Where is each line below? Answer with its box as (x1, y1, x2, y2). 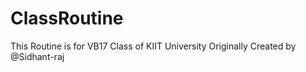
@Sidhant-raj (10, 50, 65, 62)
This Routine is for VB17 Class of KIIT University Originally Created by (10, 40, 297, 52)
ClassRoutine (10, 7, 124, 30)
